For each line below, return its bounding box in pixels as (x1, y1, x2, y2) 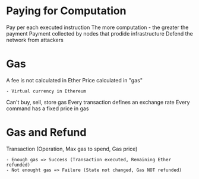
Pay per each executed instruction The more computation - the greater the (6, 24, 189, 31)
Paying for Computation (6, 4, 127, 18)
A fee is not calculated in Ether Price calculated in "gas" (6, 76, 143, 84)
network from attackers (6, 36, 64, 43)
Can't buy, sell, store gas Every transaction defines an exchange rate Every (6, 98, 190, 106)
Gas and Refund (6, 126, 87, 139)
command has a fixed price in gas (6, 105, 89, 112)
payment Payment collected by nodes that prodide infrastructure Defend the (6, 30, 193, 37)
